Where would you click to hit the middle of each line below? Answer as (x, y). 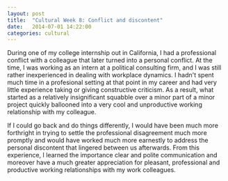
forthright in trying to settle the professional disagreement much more (107, 133)
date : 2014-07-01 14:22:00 (49, 26)
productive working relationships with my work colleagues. (91, 170)
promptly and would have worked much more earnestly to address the (108, 141)
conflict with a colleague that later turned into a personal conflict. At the (110, 61)
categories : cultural (39, 33)
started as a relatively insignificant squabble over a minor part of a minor (111, 97)
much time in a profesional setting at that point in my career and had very (112, 82)
